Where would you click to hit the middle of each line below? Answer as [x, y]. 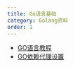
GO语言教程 [34, 48]
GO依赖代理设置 [41, 56]
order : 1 [20, 27]
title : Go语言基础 [32, 14]
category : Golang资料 [38, 20]
